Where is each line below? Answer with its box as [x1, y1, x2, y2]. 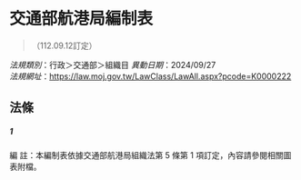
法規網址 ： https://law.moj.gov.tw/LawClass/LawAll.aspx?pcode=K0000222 [9, 70, 292, 82]
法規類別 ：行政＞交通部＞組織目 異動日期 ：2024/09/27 [9, 59, 216, 70]
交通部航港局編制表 [9, 8, 154, 29]
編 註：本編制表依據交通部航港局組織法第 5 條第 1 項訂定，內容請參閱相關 [9, 150, 284, 161]
